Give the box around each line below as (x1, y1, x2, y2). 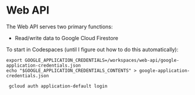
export (6, 57, 23, 63)
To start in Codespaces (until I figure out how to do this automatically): (6, 45, 178, 53)
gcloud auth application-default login (8, 83, 108, 89)
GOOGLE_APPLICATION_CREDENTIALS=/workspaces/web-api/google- (24, 57, 180, 63)
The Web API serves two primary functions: (6, 23, 113, 30)
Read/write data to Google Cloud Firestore (14, 34, 119, 41)
